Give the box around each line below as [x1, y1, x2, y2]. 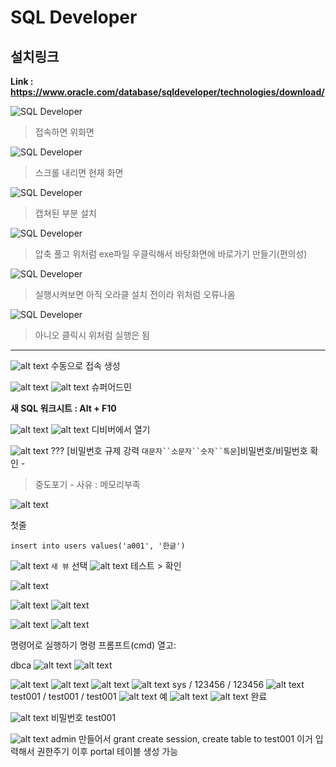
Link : [10, 76, 34, 87]
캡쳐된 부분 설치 [34, 207, 97, 219]
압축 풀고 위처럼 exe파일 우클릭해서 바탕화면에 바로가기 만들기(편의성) [34, 248, 308, 260]
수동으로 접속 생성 [50, 360, 121, 371]
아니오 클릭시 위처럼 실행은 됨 [34, 329, 150, 341]
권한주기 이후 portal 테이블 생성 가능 [36, 746, 179, 757]
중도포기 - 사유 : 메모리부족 [34, 479, 141, 490]
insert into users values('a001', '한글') [10, 541, 186, 551]
